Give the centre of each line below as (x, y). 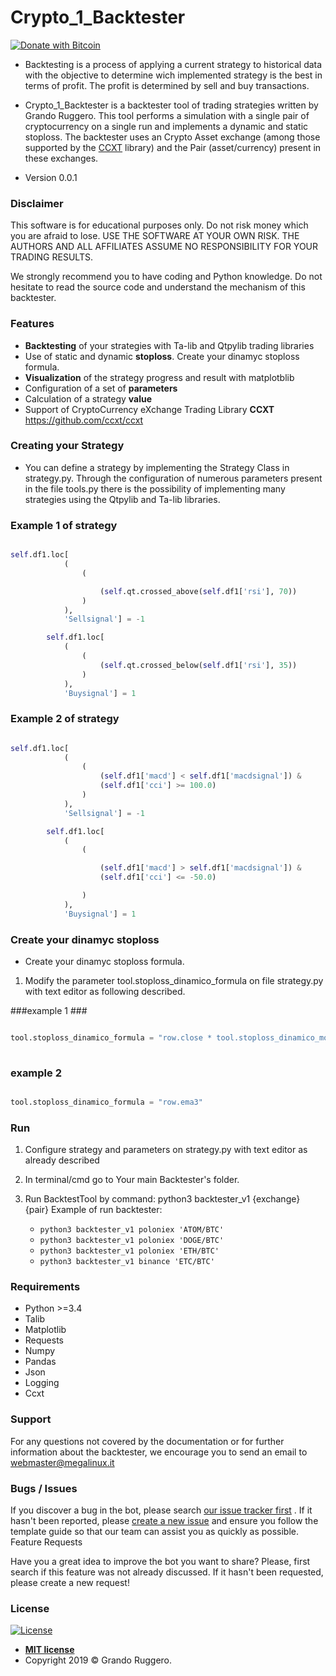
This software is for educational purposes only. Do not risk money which (159, 225)
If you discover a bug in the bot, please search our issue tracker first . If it (161, 1510)
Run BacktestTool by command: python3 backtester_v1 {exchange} (162, 1199)
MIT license (49, 1650)
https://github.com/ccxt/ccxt (84, 420)
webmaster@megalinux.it (62, 1462)
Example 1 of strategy (64, 525)
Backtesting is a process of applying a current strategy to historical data (173, 64)
